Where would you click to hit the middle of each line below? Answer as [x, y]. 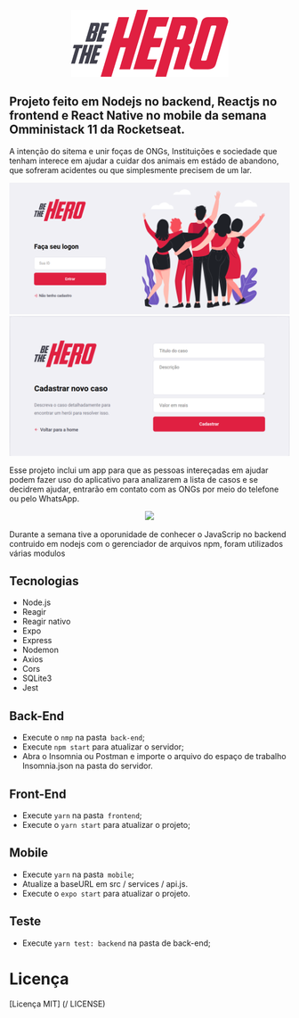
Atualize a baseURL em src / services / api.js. [105, 883]
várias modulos [37, 553]
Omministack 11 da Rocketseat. [97, 130]
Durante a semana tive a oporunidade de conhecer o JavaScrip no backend [148, 534]
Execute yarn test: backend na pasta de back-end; [116, 943]
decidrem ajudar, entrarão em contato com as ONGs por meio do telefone [144, 489]
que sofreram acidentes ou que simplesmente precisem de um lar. [130, 170]
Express [37, 641]
